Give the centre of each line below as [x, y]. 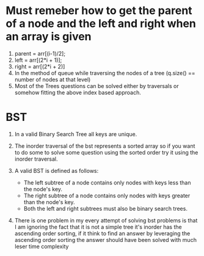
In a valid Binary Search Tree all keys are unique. [76, 134]
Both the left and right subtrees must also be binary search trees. [105, 208]
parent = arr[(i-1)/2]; [40, 53]
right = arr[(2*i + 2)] [40, 66]
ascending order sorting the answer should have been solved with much [105, 240]
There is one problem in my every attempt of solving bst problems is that [106, 220]
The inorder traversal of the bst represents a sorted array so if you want [105, 146]
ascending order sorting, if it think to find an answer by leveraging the [102, 233]
